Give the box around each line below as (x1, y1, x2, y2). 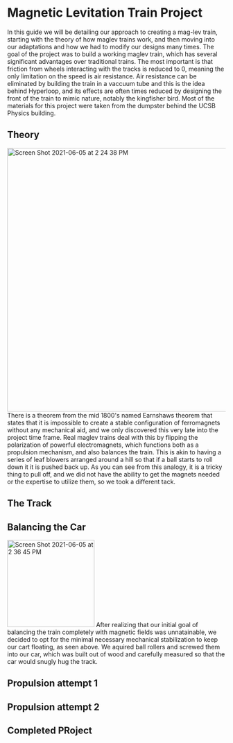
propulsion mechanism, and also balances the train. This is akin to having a (7, 447, 222, 456)
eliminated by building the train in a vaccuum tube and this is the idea (7, 79, 205, 87)
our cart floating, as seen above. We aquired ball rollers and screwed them (7, 642, 221, 651)
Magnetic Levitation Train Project (7, 5, 203, 21)
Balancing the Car (7, 521, 86, 533)
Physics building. (7, 109, 56, 117)
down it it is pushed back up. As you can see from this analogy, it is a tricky (7, 463, 223, 471)
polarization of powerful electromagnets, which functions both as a (7, 441, 199, 449)
